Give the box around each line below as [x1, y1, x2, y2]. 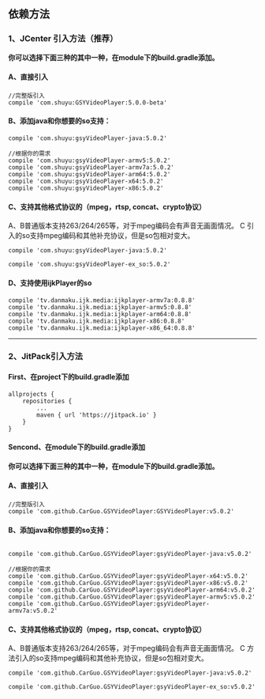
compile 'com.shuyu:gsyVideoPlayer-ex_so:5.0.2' [8, 260, 171, 269]
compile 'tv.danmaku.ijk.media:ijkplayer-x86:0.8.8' [8, 317, 185, 325]
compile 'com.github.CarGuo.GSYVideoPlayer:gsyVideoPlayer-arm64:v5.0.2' [8, 586, 256, 595]
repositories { [22, 397, 73, 405]
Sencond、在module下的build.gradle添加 [8, 442, 146, 452]
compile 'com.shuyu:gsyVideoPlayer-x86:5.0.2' [8, 184, 164, 192]
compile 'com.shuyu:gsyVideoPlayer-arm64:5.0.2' [8, 171, 171, 179]
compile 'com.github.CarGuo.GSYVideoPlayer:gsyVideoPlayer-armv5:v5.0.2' [8, 593, 256, 601]
